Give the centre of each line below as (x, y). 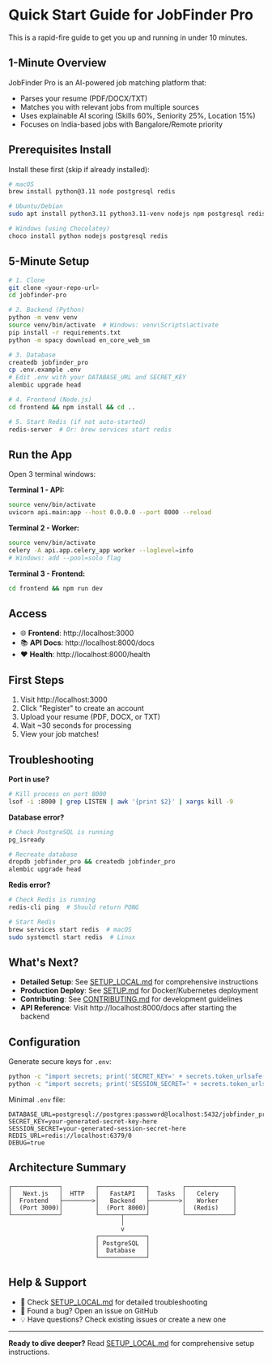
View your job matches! (59, 734)
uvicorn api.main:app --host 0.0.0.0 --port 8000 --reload (110, 513)
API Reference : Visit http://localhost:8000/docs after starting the (128, 1008)
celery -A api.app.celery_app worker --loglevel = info (101, 550)
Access (28, 614)
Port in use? (29, 779)
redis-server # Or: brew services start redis (90, 429)
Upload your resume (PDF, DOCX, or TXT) (90, 717)
